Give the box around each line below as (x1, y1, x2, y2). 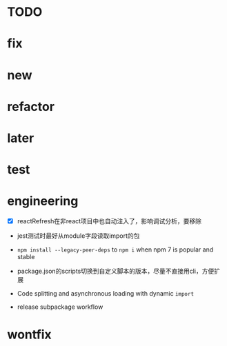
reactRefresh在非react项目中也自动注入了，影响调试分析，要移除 (17, 217, 202, 225)
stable (17, 253, 35, 261)
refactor (7, 99, 55, 114)
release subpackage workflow (17, 303, 103, 311)
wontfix (7, 327, 52, 343)
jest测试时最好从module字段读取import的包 (17, 232, 140, 240)
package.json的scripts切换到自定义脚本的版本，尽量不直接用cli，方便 (17, 267, 215, 276)
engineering (7, 194, 79, 209)
